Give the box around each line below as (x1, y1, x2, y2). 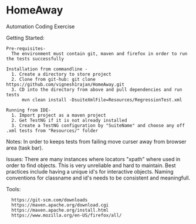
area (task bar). (6, 144, 43, 151)
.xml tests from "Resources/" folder (6, 127, 99, 134)
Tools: (6, 185, 21, 192)
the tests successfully (6, 56, 65, 62)
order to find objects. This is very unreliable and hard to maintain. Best (6, 162, 176, 169)
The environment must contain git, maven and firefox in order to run (11, 50, 188, 56)
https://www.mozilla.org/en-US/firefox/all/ (11, 212, 122, 218)
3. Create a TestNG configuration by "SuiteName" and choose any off (11, 123, 185, 128)
